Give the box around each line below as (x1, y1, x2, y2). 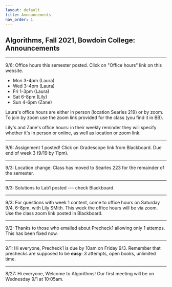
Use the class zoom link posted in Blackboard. (5, 210, 103, 217)
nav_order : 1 (5, 17, 33, 22)
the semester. (5, 170, 34, 176)
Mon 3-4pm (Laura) (12, 78, 55, 84)
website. (5, 67, 24, 74)
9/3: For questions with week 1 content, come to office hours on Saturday (5, 200, 160, 206)
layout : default (5, 7, 40, 13)
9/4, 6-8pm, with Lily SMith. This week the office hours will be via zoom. (5, 205, 158, 211)
